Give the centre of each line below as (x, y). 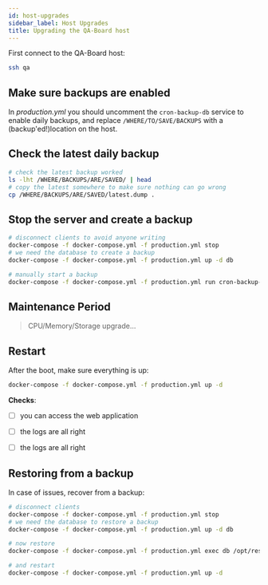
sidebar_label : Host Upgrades (59, 23)
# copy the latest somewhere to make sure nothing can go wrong (117, 187)
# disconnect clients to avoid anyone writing (87, 238)
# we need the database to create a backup (82, 252)
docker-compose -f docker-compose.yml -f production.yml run (112, 282)
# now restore (32, 543)
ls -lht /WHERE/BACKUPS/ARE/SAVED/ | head (80, 180)
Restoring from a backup (71, 473)
